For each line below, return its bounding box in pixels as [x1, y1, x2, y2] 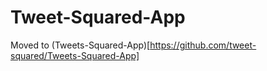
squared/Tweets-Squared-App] [10, 49, 140, 61]
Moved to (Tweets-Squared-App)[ [10, 39, 151, 51]
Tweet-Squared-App [10, 6, 186, 29]
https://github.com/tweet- [149, 39, 257, 51]
